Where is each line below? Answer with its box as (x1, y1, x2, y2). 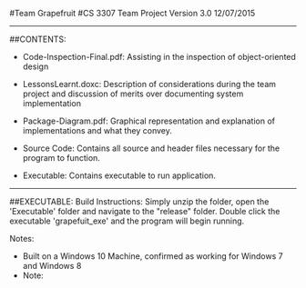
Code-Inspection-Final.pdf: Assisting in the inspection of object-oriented (22, 52, 296, 62)
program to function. (22, 153, 100, 163)
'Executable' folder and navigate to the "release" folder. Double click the (9, 206, 280, 216)
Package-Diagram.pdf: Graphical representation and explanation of (22, 115, 276, 126)
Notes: (9, 233, 35, 243)
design (22, 61, 49, 72)
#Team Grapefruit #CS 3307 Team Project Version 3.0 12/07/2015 (9, 8, 256, 18)
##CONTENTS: (9, 34, 66, 45)
